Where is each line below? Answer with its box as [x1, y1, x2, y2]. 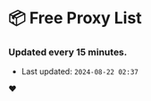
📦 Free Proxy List [8, 8, 142, 29]
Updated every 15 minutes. [8, 46, 128, 59]
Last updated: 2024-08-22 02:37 [21, 66, 139, 77]
